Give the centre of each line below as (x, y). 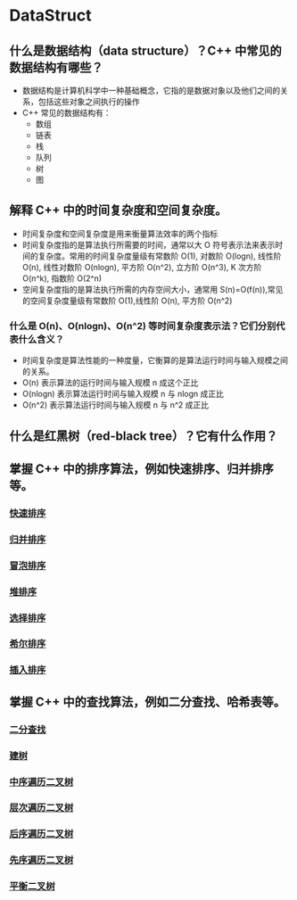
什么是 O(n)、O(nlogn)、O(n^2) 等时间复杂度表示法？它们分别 (143, 326)
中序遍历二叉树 (41, 781)
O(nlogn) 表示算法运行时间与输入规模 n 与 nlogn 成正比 (123, 394)
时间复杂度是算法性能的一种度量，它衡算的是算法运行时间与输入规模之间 (155, 360)
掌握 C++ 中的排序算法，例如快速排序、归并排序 (141, 469)
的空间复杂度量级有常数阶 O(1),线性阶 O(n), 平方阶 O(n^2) (127, 301)
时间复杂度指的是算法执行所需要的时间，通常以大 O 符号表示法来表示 (148, 244)
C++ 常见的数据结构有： (66, 113)
